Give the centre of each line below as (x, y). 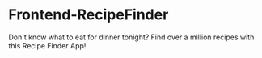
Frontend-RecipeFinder (89, 15)
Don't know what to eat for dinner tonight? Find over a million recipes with (131, 37)
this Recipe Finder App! (47, 45)
